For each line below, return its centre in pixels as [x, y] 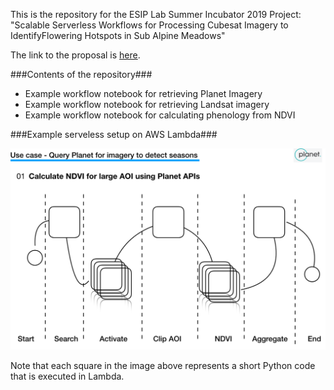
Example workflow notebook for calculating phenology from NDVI [160, 115]
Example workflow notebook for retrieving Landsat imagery [147, 104]
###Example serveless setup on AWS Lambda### [114, 134]
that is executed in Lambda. [67, 376]
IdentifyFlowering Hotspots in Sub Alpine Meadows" [118, 35]
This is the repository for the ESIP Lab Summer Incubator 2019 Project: [156, 14]
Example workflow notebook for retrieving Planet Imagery [143, 93]
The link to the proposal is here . [75, 55]
